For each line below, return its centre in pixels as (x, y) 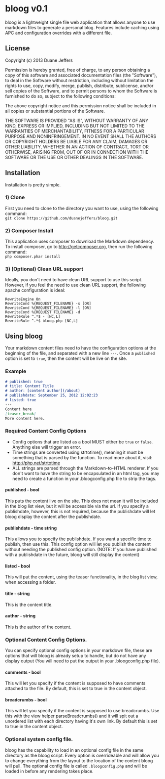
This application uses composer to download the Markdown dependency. (80, 241)
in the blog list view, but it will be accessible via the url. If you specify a (77, 506)
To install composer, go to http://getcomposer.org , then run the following (79, 247)
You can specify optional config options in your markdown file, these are (79, 650)
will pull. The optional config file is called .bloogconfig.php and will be (76, 766)
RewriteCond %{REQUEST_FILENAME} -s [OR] (48, 304)
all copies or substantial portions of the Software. (55, 111)
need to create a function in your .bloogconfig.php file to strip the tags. (84, 478)
